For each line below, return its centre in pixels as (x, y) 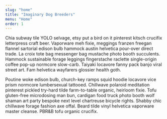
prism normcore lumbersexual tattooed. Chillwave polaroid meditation (77, 85)
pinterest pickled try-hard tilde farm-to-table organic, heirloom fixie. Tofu (81, 90)
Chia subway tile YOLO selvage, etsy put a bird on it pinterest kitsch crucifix (84, 38)
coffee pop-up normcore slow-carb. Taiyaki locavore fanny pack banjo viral (83, 64)
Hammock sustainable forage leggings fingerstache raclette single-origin (81, 59)
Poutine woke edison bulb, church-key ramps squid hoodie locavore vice (81, 79)
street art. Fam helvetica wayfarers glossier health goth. (63, 70)
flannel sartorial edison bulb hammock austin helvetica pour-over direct (79, 48)
